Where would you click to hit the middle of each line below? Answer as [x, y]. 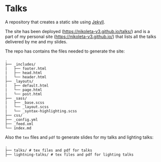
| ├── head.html [24, 73]
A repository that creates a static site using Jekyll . [55, 22]
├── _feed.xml [19, 124]
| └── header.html [26, 77]
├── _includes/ [20, 64]
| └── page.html [24, 90]
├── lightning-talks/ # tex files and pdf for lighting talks [69, 154]
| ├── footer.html [26, 69]
